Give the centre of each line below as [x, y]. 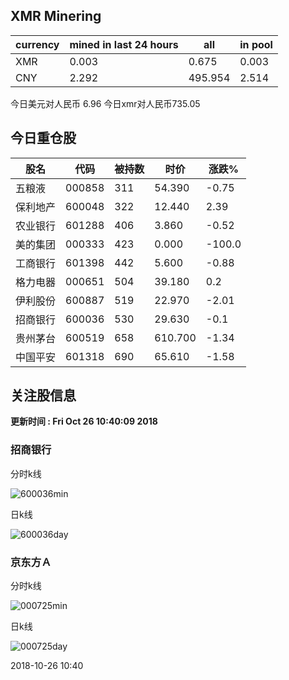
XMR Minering [56, 16]
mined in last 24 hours [124, 44]
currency [37, 44]
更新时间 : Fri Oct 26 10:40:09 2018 [84, 421]
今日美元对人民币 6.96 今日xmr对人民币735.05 [105, 103]
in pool [256, 44]
